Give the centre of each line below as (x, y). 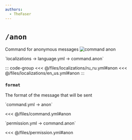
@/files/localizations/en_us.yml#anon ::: (45, 73)
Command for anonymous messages (42, 49)
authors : (14, 9)
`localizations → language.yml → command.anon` (54, 59)
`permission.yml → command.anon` (41, 123)
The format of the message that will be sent (49, 95)
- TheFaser (20, 14)
